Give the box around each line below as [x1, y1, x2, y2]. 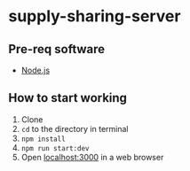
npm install [20, 135, 66, 144]
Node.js [20, 65, 51, 75]
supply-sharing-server [8, 6, 181, 27]
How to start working [8, 90, 128, 105]
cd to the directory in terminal [20, 123, 129, 134]
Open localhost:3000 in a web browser [20, 152, 164, 162]
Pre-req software [8, 42, 106, 57]
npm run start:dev [20, 144, 90, 152]
